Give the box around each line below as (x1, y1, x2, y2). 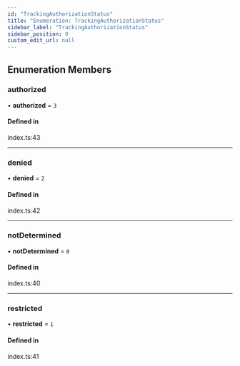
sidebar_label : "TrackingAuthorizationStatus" (7, 24, 149, 31)
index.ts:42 (7, 206, 41, 215)
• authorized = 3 (7, 101, 57, 109)
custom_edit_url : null (7, 37, 75, 44)
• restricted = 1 (7, 320, 54, 328)
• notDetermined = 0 (7, 247, 70, 255)
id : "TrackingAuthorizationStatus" (7, 10, 114, 18)
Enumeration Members (7, 63, 112, 76)
